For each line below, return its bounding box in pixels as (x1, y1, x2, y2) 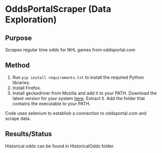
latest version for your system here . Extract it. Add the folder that (12, 95, 145, 101)
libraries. (12, 79, 31, 85)
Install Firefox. (12, 85, 41, 91)
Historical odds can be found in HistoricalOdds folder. (5, 143, 115, 149)
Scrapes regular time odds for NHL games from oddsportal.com (5, 47, 136, 52)
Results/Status (5, 130, 52, 138)
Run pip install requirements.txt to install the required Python (12, 74, 144, 80)
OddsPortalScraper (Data (5, 3, 111, 15)
